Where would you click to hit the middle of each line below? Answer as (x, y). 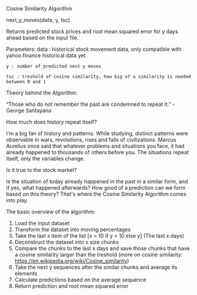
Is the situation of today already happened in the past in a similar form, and (97, 181)
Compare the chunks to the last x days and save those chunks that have (102, 248)
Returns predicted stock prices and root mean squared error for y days (92, 31)
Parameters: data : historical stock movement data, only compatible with (94, 49)
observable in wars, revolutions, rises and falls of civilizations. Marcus (91, 140)
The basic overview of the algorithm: (51, 212)
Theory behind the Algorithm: (42, 93)
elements (26, 273)
